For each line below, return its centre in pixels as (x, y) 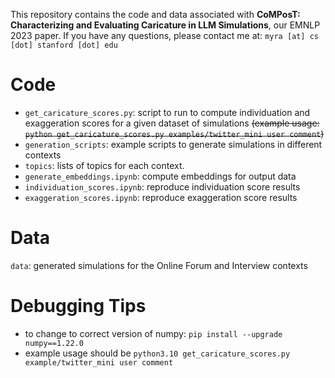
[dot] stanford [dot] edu (64, 45)
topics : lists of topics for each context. (104, 165)
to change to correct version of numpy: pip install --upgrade (153, 333)
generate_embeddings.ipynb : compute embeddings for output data (160, 176)
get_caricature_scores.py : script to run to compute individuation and (167, 112)
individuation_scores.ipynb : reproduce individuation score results (162, 186)
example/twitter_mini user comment (99, 362)
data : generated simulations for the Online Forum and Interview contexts (159, 265)
